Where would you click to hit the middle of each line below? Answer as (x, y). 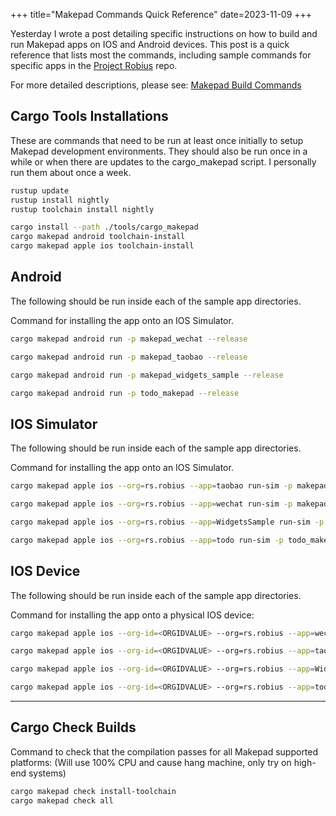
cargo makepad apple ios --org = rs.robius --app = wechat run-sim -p (151, 504)
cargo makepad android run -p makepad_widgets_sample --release (147, 375)
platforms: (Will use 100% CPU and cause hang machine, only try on (151, 762)
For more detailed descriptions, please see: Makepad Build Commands (156, 85)
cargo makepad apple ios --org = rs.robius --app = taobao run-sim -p (151, 486)
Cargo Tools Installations (89, 116)
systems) (47, 773)
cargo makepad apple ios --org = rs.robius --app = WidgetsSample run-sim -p (167, 522)
